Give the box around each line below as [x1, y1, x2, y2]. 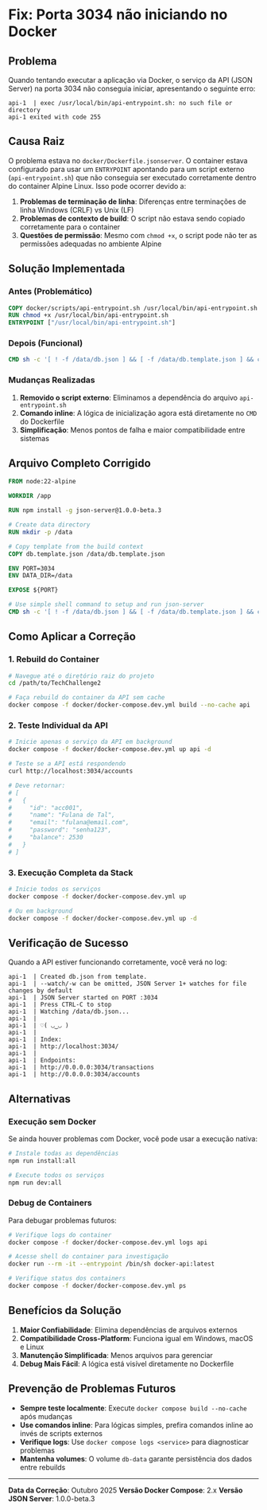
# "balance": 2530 [8, 834, 83, 842]
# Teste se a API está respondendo [8, 760, 126, 768]
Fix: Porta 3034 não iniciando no [8, 6, 228, 24]
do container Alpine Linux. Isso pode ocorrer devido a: [8, 181, 187, 190]
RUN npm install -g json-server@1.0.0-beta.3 [8, 507, 161, 514]
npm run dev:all [8, 1179, 62, 1187]
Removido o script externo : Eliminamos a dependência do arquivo [19, 393, 238, 402]
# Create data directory [8, 521, 91, 529]
